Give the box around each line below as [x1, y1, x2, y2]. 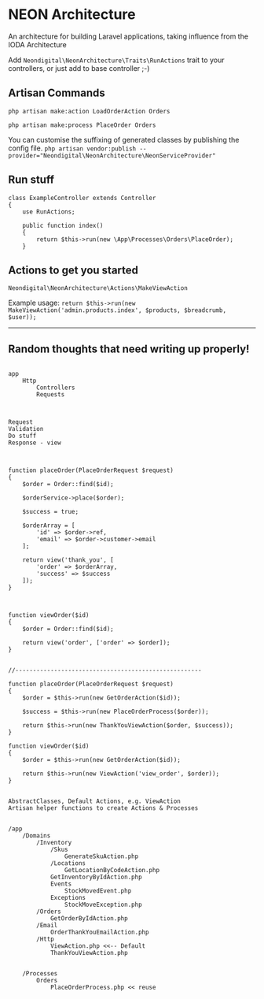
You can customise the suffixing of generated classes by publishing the [8, 135, 240, 144]
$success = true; [22, 508, 79, 516]
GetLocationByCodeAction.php [64, 867, 159, 875]
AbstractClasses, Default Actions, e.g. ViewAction [8, 797, 181, 805]
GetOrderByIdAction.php [49, 915, 128, 923]
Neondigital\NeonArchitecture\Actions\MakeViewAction [8, 284, 189, 292]
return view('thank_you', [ [22, 556, 114, 564]
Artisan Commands [8, 87, 106, 100]
